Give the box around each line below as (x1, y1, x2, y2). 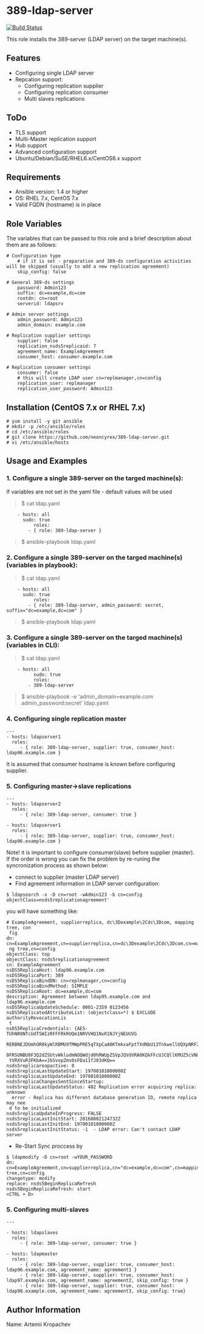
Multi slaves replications (24, 95, 85, 102)
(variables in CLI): (6, 641, 59, 649)
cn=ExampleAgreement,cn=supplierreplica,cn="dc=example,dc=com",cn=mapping (6, 1165, 202, 1171)
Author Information (6, 1304, 81, 1315)
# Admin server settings (6, 311, 69, 317)
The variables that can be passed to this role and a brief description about (6, 235, 192, 242)
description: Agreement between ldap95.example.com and (6, 994, 151, 1000)
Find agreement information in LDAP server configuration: (15, 879, 160, 887)
